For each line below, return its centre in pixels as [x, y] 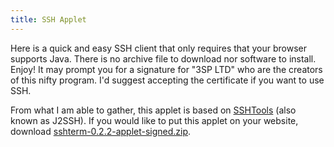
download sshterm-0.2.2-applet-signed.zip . [101, 131]
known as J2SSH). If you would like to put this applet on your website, [154, 120]
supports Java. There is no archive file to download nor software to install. [163, 58]
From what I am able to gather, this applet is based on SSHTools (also [153, 110]
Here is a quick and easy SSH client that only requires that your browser [158, 48]
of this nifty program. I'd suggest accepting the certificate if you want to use [167, 80]
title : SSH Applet [48, 19]
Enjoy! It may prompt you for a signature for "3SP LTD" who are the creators [166, 69]
